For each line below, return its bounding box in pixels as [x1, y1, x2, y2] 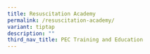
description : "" [7, 29, 55, 37]
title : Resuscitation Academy [7, 10, 96, 18]
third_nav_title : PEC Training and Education [7, 36, 143, 43]
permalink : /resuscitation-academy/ [7, 17, 115, 24]
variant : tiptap [7, 23, 55, 30]
